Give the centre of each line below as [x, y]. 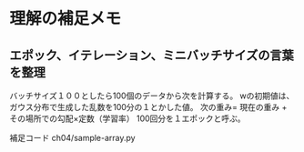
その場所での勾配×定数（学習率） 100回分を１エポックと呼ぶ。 [127, 118]
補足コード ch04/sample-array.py [72, 138]
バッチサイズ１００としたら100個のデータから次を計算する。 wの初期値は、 [152, 96]
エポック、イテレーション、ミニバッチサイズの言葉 [152, 55]
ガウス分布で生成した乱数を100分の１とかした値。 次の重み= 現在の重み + [148, 107]
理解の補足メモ [66, 19]
